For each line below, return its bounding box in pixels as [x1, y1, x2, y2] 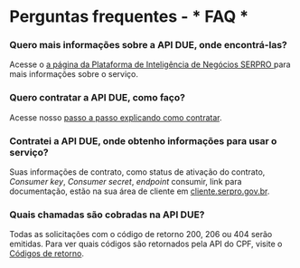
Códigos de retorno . [9, 248, 84, 259]
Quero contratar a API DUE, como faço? [9, 91, 185, 104]
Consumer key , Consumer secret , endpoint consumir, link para [9, 177, 242, 187]
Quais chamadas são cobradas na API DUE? [9, 208, 205, 221]
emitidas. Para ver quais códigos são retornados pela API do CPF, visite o [9, 238, 283, 250]
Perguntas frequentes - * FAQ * [9, 6, 249, 27]
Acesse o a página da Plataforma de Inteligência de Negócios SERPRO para [9, 59, 291, 70]
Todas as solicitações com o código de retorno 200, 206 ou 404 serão [9, 229, 273, 240]
